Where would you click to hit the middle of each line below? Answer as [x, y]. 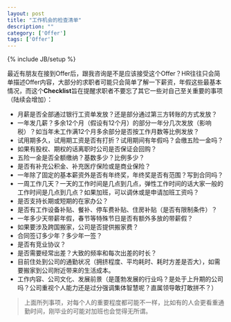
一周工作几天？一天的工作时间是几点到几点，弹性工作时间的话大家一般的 [120, 184]
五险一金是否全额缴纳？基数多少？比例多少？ [81, 158]
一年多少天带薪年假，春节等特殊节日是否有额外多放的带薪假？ [105, 219]
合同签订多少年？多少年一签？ [59, 236]
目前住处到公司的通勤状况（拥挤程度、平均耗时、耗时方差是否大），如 [115, 262]
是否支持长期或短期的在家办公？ [63, 201]
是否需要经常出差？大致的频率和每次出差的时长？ [87, 253]
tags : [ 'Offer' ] [30, 40]
